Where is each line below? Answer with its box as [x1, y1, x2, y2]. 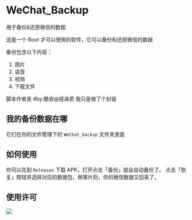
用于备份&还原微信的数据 [6, 23, 66, 30]
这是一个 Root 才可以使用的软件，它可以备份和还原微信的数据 [6, 36, 153, 43]
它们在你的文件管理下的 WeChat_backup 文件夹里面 [6, 130, 125, 137]
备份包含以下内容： [6, 48, 53, 56]
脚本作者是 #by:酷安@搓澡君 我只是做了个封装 [6, 95, 117, 102]
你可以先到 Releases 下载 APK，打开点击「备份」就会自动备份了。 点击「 [6, 166, 181, 173]
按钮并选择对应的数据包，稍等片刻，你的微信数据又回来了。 [16, 173, 159, 180]
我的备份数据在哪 [6, 114, 68, 124]
